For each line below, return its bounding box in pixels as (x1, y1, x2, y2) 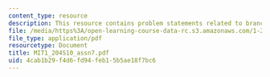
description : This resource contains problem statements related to (8, 19, 243, 27)
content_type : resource (8, 11, 88, 20)
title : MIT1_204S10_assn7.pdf (8, 49, 110, 57)
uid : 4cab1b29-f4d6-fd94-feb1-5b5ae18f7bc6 (8, 57, 157, 65)
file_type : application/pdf (8, 34, 103, 43)
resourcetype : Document (8, 42, 88, 50)
